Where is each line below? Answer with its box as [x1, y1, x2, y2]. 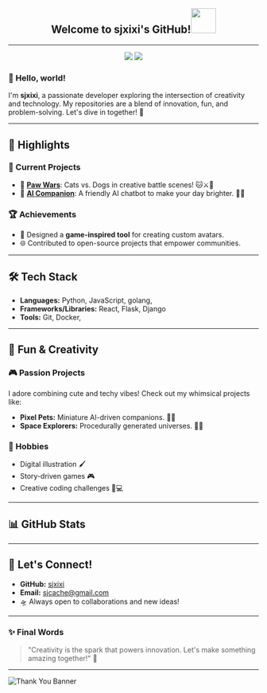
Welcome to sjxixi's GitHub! [51, 23, 192, 37]
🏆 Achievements [8, 209, 77, 220]
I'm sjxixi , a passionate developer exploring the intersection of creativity [8, 91, 245, 100]
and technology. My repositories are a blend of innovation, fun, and [8, 99, 229, 108]
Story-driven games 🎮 [19, 471, 95, 480]
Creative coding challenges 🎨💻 [19, 483, 124, 492]
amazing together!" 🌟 [27, 653, 98, 663]
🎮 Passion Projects [8, 367, 86, 378]
